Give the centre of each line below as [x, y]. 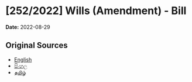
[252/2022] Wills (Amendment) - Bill [96, 11]
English [23, 59]
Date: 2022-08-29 [28, 27]
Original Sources [37, 45]
